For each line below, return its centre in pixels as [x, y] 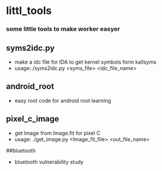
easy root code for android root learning [63, 100]
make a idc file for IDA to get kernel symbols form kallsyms [85, 62]
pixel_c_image [33, 119]
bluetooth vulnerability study [49, 162]
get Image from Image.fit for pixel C [57, 133]
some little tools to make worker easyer [63, 29]
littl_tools [29, 11]
